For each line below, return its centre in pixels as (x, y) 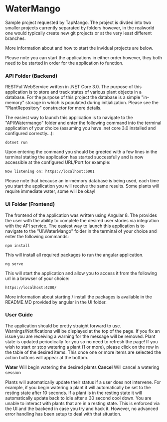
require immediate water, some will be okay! (50, 191)
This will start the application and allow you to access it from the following (81, 273)
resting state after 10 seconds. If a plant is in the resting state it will (74, 393)
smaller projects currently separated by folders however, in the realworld (80, 27)
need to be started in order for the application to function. (64, 63)
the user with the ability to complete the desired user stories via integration (82, 220)
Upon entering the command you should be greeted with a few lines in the (81, 152)
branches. (15, 38)
